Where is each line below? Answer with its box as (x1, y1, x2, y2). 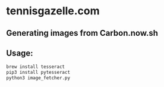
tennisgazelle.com (6, 4, 100, 18)
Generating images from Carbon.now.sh (6, 28, 159, 38)
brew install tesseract (6, 64, 65, 70)
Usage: (6, 48, 34, 58)
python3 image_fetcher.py (6, 75, 70, 81)
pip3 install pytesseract (6, 70, 70, 76)
